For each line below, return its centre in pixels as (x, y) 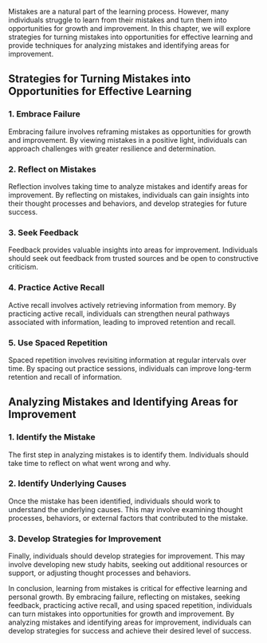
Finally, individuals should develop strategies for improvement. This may (127, 556)
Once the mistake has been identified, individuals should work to (114, 501)
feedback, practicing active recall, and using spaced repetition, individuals (130, 606)
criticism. (23, 267)
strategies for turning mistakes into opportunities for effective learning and (131, 37)
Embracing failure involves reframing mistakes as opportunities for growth (130, 132)
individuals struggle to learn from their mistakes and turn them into (118, 20)
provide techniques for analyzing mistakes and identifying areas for (119, 45)
